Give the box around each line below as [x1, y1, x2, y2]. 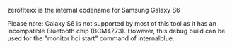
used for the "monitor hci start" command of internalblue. [7, 34, 175, 42]
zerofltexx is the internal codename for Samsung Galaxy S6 [7, 6, 180, 14]
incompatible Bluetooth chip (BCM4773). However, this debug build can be [7, 27, 226, 35]
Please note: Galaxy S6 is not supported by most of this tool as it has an [7, 19, 217, 27]
